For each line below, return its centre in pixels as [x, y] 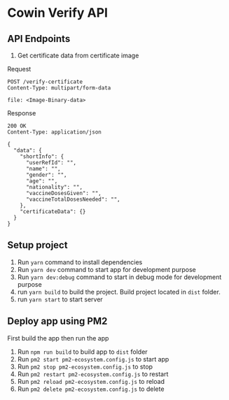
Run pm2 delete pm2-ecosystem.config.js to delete [91, 389]
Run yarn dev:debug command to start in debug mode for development [119, 277]
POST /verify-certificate [45, 82]
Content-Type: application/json [54, 132]
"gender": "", [47, 175]
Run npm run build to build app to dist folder [83, 352]
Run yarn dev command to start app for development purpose [106, 269]
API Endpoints [39, 39]
